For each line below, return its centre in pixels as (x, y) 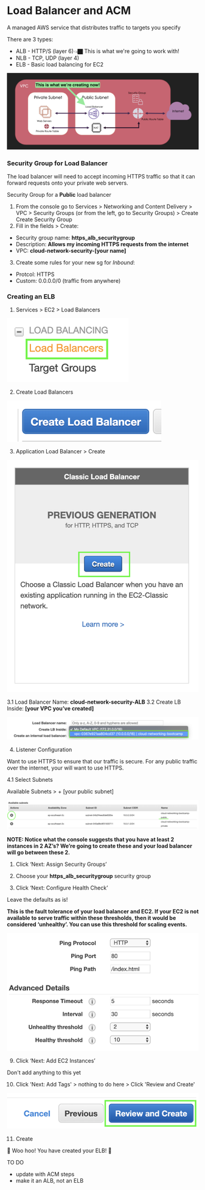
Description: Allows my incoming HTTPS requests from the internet (102, 244)
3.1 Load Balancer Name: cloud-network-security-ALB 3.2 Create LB (94, 702)
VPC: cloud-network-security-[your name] (71, 251)
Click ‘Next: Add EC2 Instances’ (56, 1060)
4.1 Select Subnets (30, 779)
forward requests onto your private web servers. (68, 183)
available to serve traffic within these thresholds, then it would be (92, 918)
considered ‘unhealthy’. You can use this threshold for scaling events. (97, 924)
